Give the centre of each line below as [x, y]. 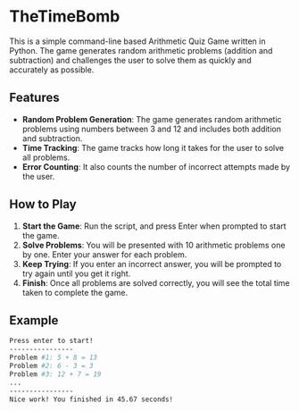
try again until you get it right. [76, 273]
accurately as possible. [52, 70]
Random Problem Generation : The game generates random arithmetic [152, 119]
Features [34, 98]
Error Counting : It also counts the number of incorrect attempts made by [156, 166]
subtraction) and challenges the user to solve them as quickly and [130, 60]
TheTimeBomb [65, 17]
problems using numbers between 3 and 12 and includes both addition [151, 129]
